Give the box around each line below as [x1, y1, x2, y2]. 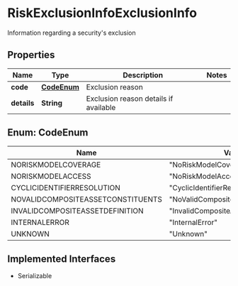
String [41, 98, 62, 108]
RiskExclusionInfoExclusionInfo [7, 5, 198, 21]
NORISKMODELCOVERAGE [11, 160, 101, 170]
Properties [7, 49, 55, 61]
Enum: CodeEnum [7, 126, 89, 139]
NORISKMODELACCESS [11, 171, 91, 181]
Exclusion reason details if [86, 94, 174, 104]
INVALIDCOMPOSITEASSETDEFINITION [11, 206, 144, 216]
